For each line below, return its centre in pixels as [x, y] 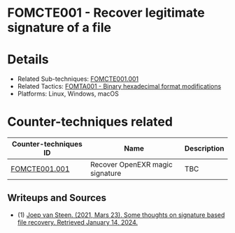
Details [28, 60]
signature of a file [59, 28]
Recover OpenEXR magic [131, 165]
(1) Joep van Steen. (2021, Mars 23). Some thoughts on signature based [121, 215]
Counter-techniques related [90, 122]
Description [204, 149]
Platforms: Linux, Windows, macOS [68, 94]
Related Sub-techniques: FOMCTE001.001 [78, 79]
